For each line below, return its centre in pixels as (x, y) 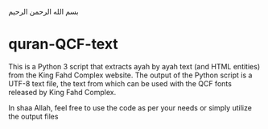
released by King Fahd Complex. (62, 92)
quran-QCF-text (63, 44)
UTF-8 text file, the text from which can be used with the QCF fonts (120, 83)
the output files (33, 116)
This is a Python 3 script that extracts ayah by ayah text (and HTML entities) (134, 66)
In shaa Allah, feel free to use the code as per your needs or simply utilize (130, 107)
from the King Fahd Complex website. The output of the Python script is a (130, 75)
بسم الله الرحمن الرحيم (43, 12)
